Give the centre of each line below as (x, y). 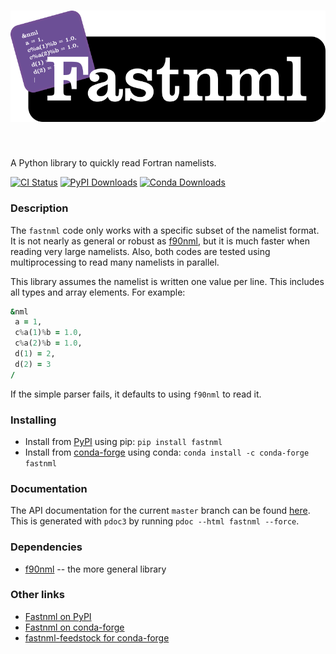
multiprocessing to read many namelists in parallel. (115, 262)
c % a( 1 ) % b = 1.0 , (48, 333)
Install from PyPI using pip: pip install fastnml (123, 441)
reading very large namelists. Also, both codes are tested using (140, 251)
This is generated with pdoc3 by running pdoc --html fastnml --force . (155, 521)
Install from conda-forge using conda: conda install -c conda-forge (167, 452)
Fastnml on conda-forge (74, 627)
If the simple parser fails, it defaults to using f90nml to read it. (136, 394)
